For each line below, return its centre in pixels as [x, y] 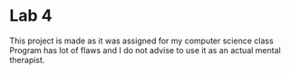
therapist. [27, 60]
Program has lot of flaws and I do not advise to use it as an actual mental [145, 50]
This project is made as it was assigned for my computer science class [141, 41]
